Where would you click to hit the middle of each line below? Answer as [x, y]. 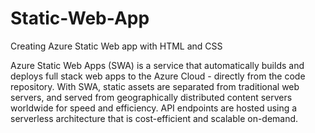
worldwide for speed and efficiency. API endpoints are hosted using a [154, 108]
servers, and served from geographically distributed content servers [151, 97]
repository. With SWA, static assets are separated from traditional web [155, 86]
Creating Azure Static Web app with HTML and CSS [116, 46]
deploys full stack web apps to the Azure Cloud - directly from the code [158, 76]
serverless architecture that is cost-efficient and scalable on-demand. [154, 118]
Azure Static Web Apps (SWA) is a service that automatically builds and [157, 65]
